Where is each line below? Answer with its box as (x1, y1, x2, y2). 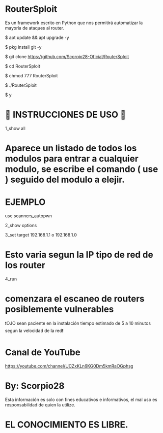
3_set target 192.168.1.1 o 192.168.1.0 (5, 232, 77, 237)
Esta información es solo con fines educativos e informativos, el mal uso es (5, 397, 158, 402)
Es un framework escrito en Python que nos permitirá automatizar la (5, 20, 143, 26)
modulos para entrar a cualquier (5, 153, 139, 165)
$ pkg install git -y (5, 44, 42, 50)
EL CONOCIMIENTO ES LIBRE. (5, 419, 129, 430)
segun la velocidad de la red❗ (5, 328, 64, 333)
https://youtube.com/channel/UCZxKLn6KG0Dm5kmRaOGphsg (5, 363, 134, 369)
